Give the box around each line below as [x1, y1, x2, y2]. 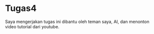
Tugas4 [5, 3, 37, 14]
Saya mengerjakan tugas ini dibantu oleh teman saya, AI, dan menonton [5, 19, 150, 24]
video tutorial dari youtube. [5, 23, 60, 29]
